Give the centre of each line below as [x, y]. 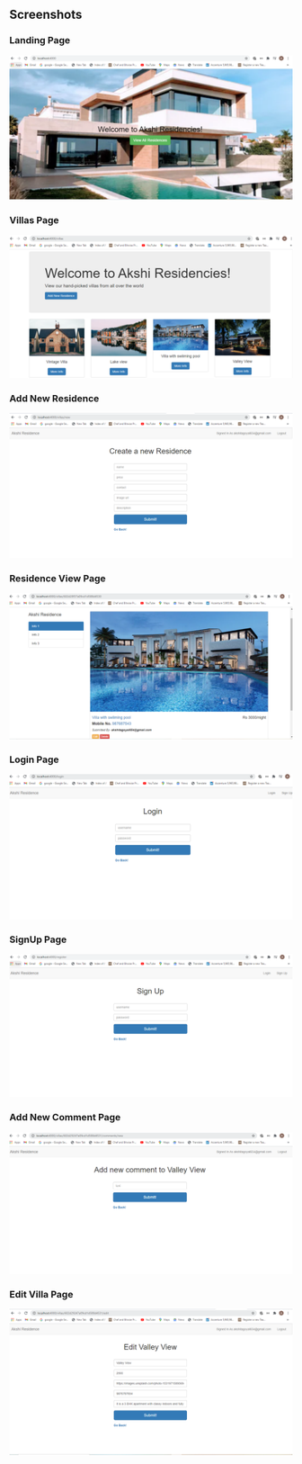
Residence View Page [58, 578]
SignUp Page [38, 939]
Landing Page [40, 40]
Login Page [35, 759]
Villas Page [35, 220]
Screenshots [46, 15]
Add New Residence [54, 398]
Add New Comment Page [65, 1118]
